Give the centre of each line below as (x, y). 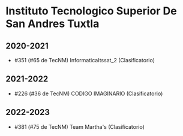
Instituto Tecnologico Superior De (91, 11)
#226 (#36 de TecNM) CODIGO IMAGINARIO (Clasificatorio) (88, 93)
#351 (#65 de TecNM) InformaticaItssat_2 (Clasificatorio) (85, 60)
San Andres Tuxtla (52, 24)
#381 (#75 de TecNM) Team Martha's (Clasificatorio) (79, 126)
